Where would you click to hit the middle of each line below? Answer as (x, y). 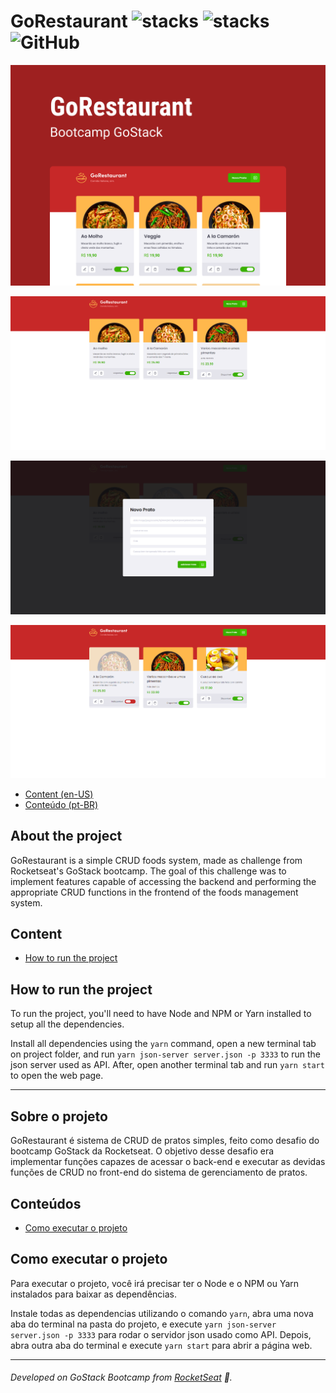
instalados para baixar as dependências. (94, 1294)
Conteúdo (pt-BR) (61, 804)
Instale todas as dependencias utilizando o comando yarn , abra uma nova (162, 1313)
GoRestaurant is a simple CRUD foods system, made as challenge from (156, 860)
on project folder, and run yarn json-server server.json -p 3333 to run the (165, 1054)
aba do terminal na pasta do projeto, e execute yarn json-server (143, 1324)
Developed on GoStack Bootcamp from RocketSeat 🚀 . (121, 1377)
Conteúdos (46, 1203)
